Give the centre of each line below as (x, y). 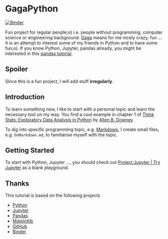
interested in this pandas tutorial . (39, 53)
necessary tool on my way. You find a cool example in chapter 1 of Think (79, 114)
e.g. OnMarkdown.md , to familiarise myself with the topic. (61, 134)
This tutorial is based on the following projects (53, 195)
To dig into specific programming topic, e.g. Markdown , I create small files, (82, 129)
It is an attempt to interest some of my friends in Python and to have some (81, 42)
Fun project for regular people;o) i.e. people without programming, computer (84, 32)
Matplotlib (23, 221)
